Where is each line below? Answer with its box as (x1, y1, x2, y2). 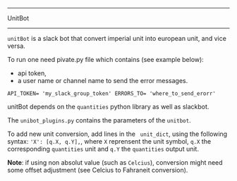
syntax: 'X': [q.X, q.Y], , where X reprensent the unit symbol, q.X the (7, 137, 212, 145)
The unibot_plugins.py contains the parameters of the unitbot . (7, 116, 192, 124)
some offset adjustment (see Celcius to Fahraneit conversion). (7, 166, 188, 174)
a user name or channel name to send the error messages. (17, 77, 188, 85)
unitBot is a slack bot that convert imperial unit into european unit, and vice (7, 35, 227, 42)
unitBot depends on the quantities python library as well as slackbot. (7, 103, 209, 111)
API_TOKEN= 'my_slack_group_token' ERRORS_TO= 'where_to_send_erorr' (7, 90, 217, 97)
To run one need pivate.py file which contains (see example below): (7, 56, 205, 63)
